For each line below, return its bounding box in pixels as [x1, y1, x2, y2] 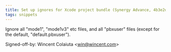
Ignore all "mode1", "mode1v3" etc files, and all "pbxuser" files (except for [5, 26, 160, 32]
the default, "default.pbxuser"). [5, 31, 71, 37]
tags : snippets [5, 12, 38, 17]
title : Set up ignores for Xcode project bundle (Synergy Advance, [5, 7, 152, 13]
